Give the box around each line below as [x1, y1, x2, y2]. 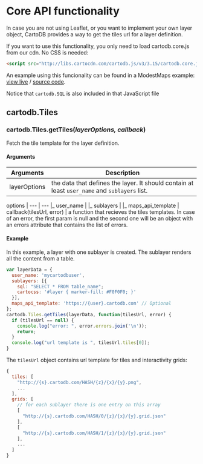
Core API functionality [6, 4, 120, 18]
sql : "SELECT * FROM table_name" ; [17, 283, 104, 290]
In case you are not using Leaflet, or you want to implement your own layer [6, 24, 193, 31]
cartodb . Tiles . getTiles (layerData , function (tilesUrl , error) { [6, 311, 172, 317]
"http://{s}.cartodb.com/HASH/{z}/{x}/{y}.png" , [17, 379, 142, 385]
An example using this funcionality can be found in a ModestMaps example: [6, 71, 195, 79]
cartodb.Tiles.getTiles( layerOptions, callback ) [6, 125, 146, 134]
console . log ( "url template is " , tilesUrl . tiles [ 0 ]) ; [11, 340, 150, 346]
